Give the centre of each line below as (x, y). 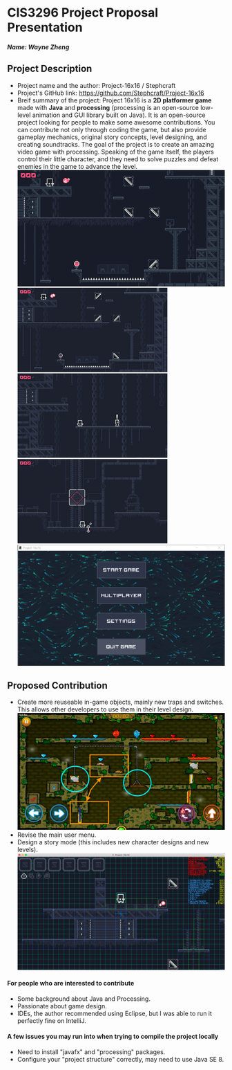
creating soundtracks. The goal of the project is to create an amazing (116, 144)
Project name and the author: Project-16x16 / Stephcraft (96, 85)
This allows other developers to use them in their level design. (105, 709)
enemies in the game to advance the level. (77, 166)
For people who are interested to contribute (71, 983)
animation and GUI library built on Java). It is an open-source (119, 115)
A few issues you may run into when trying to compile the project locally (113, 1037)
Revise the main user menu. (57, 835)
